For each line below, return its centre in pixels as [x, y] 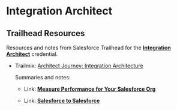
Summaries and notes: [43, 77]
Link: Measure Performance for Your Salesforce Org [90, 89]
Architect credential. [32, 54]
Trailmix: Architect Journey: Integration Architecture [79, 66]
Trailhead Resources [46, 33]
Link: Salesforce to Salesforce [62, 101]
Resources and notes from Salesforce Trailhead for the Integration [88, 47]
